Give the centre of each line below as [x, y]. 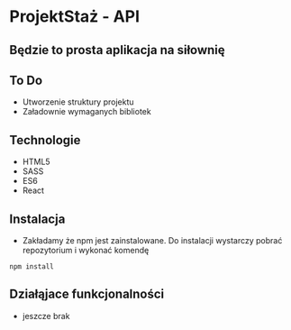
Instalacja [37, 219]
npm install [32, 267]
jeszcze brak [46, 316]
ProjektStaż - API [75, 17]
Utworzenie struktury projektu [78, 102]
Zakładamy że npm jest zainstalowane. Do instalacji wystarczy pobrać [152, 241]
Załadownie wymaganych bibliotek [86, 112]
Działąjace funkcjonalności [87, 294]
